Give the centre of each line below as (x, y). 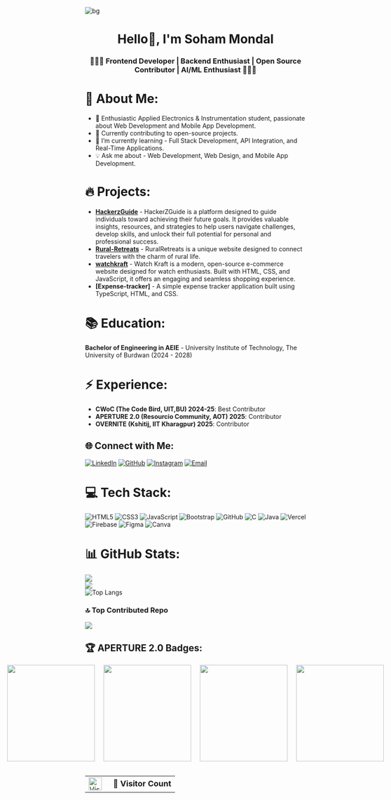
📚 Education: (125, 324)
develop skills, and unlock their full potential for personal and (183, 234)
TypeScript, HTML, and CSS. (137, 293)
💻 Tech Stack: (128, 492)
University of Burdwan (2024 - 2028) (139, 355)
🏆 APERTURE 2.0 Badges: (144, 648)
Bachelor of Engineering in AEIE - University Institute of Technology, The (191, 347)
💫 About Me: (122, 99)
